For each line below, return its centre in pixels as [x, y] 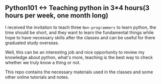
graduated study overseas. [32, 43]
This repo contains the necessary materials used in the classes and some [79, 72]
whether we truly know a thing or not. [43, 62]
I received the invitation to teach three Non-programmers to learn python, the [81, 27]
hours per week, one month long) [57, 16]
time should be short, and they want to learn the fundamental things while [80, 32]
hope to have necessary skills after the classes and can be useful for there [80, 37]
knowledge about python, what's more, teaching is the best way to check [79, 57]
